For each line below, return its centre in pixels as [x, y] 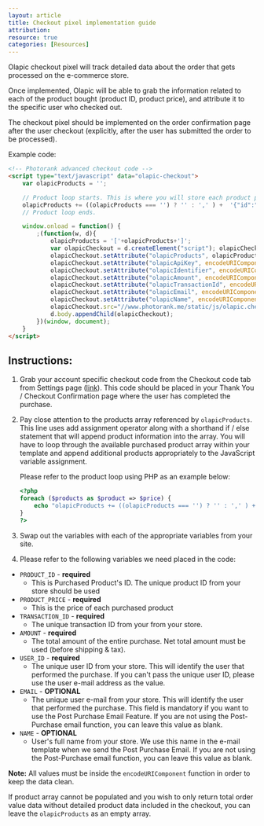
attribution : [29, 30]
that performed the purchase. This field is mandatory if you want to [140, 707]
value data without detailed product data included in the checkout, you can [129, 805]
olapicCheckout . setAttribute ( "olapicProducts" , [130, 255]
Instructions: [40, 360]
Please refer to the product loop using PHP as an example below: [125, 477]
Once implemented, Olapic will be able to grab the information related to [125, 90]
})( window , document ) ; [73, 321]
